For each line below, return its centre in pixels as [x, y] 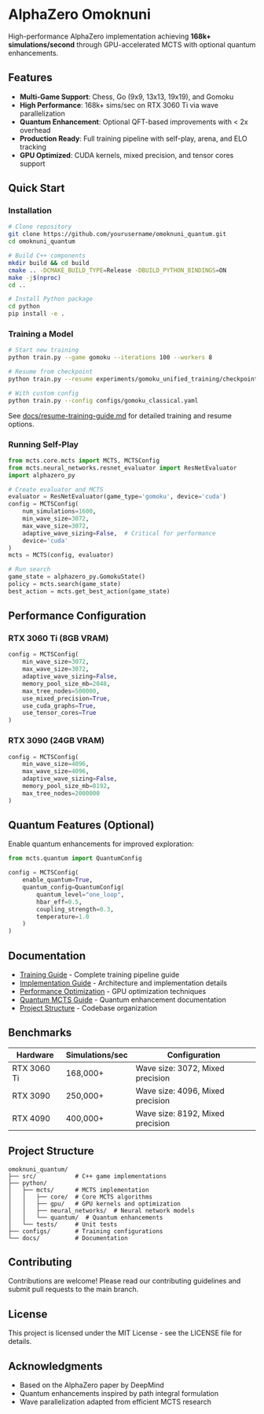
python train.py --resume [50, 379]
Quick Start [37, 188]
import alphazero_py [42, 475]
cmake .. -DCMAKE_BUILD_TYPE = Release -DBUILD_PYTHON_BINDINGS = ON [117, 270]
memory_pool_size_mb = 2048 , [66, 683]
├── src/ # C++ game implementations [88, 1176]
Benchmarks [40, 1033]
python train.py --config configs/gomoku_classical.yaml [103, 400]
